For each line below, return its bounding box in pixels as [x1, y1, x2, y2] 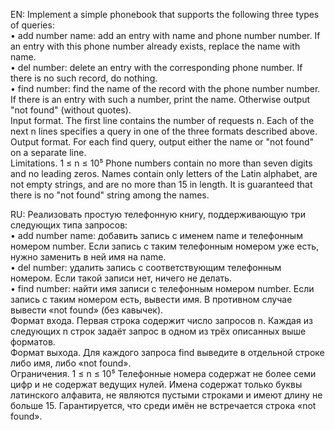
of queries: [10, 19, 55, 31]
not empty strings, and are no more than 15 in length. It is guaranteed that [10, 179, 313, 190]
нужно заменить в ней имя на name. [10, 251, 167, 263]
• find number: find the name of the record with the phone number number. [10, 83, 321, 94]
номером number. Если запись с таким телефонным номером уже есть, [10, 240, 319, 252]
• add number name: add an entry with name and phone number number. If [10, 30, 321, 41]
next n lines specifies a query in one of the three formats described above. [10, 125, 318, 137]
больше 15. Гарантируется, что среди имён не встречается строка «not [10, 400, 317, 411]
